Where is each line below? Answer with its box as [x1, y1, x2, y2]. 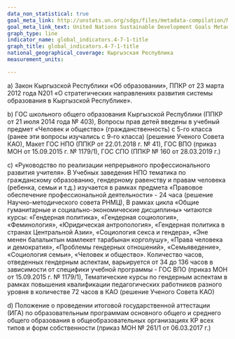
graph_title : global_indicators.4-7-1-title [7, 43, 139, 50]
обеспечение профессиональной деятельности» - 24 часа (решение [7, 190, 213, 199]
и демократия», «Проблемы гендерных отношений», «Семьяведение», [7, 243, 222, 251]
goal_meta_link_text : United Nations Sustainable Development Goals [7, 23, 211, 30]
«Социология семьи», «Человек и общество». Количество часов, [7, 250, 204, 258]
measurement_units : [7, 56, 64, 63]
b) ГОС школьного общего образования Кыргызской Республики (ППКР [7, 109, 223, 118]
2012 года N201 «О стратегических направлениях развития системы [7, 88, 213, 97]
